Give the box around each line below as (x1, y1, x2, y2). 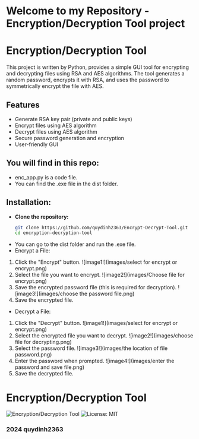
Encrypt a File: (14, 247, 50, 254)
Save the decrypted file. (14, 370, 74, 377)
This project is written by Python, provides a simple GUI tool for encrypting (6, 64, 189, 71)
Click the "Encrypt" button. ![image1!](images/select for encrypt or (14, 258, 178, 266)
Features (6, 100, 40, 110)
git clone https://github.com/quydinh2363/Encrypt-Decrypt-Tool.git (14, 225, 188, 230)
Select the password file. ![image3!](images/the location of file (14, 345, 168, 352)
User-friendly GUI (14, 141, 58, 148)
